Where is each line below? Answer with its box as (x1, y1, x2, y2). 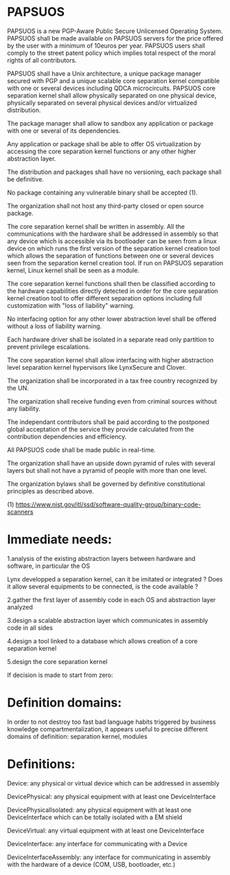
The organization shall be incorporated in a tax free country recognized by (7, 376, 218, 385)
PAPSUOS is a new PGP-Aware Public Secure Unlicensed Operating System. (7, 27, 223, 35)
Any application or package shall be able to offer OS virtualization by (7, 140, 201, 148)
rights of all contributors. (7, 56, 77, 64)
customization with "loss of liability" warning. (7, 301, 135, 309)
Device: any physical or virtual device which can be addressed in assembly (7, 779, 220, 787)
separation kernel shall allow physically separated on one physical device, (7, 91, 217, 100)
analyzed (7, 603, 33, 611)
